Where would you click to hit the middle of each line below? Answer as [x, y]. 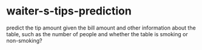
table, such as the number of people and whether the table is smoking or [97, 34]
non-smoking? [24, 40]
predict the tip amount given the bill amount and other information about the [101, 28]
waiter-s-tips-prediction [69, 11]
